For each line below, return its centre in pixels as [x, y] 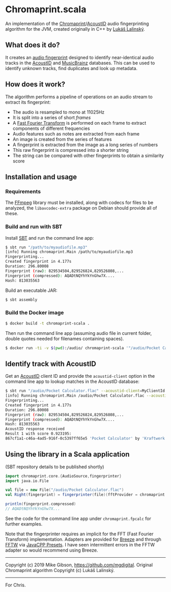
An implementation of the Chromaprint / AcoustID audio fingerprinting [77, 24]
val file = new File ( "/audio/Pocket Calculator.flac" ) [65, 490]
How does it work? [35, 85]
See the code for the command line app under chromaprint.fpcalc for [78, 518]
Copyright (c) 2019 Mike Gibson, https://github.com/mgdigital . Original [79, 565]
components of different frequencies [51, 128]
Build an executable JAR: [31, 290]
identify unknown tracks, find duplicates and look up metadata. [72, 68]
